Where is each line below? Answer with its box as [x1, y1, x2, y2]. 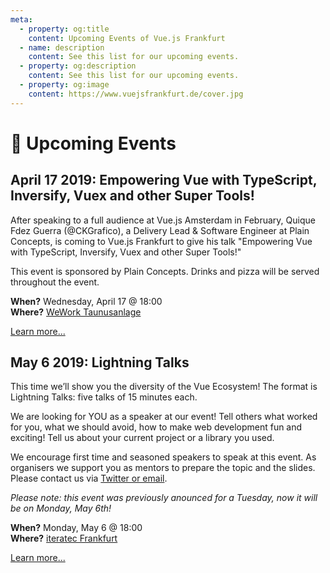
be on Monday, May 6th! [10, 502, 112, 515]
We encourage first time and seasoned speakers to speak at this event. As [10, 451, 317, 463]
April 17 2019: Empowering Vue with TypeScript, [10, 172, 318, 189]
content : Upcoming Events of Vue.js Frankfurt [28, 33, 226, 43]
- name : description [19, 42, 105, 53]
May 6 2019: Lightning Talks [10, 354, 190, 371]
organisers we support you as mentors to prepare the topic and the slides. [10, 462, 316, 474]
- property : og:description [19, 61, 137, 71]
